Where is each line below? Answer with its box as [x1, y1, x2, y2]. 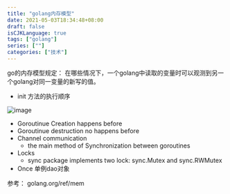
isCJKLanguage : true [7, 29, 67, 37]
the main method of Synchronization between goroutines [27, 141, 191, 150]
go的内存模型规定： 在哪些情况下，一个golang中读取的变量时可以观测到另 [7, 69, 218, 77]
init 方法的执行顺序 [17, 91, 71, 100]
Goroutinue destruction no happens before [17, 126, 140, 135]
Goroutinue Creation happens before [17, 119, 123, 127]
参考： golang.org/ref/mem [7, 179, 85, 187]
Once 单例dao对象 [17, 164, 70, 173]
